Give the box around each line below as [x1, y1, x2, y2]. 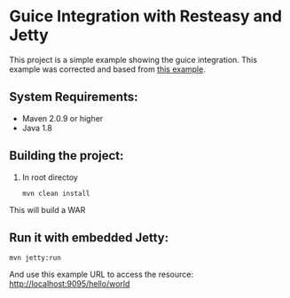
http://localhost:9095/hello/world [9, 278, 130, 289]
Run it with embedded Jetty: [9, 230, 169, 245]
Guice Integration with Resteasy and [9, 6, 282, 27]
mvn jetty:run [9, 254, 62, 263]
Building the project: [9, 148, 124, 163]
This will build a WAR [9, 204, 86, 215]
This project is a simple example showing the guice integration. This [9, 54, 257, 65]
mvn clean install [21, 189, 90, 198]
